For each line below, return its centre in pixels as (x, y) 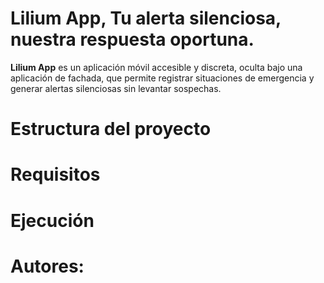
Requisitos (55, 174)
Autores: (47, 266)
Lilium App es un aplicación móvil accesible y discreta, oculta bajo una (156, 67)
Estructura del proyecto (111, 129)
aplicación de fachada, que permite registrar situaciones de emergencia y (162, 78)
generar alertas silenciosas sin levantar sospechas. (116, 88)
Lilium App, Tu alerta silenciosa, (146, 18)
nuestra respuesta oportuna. (132, 39)
